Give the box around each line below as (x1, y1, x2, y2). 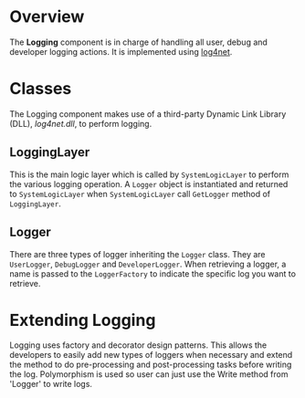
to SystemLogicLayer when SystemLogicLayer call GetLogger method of (9, 188, 271, 199)
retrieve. (9, 278, 41, 288)
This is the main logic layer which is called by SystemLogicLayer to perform (9, 169, 289, 180)
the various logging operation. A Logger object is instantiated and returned (9, 178, 289, 189)
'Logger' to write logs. (9, 379, 93, 390)
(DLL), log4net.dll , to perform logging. (9, 118, 152, 129)
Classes (9, 79, 72, 99)
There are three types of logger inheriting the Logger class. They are (9, 248, 266, 259)
